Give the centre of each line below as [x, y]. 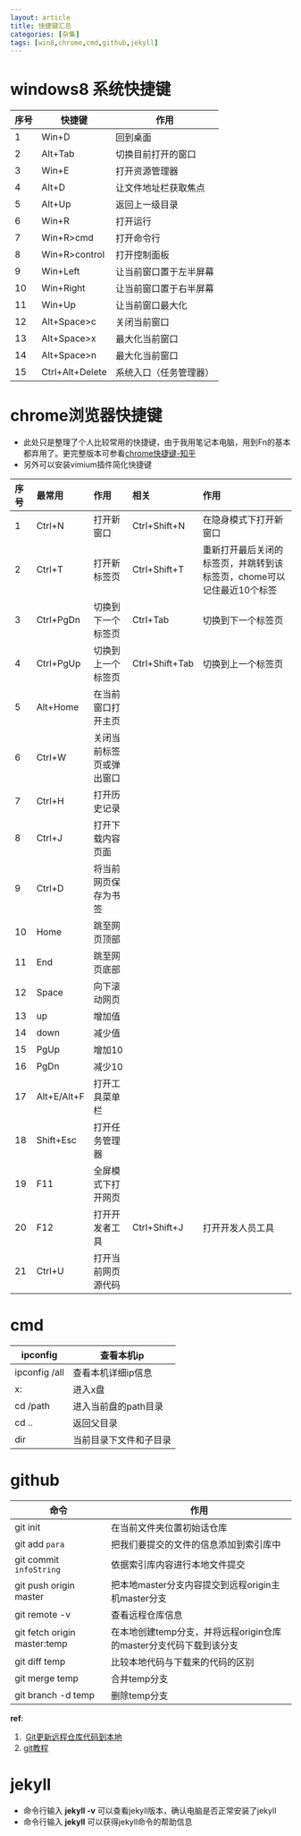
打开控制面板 [142, 255]
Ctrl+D [50, 889]
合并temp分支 [140, 1679]
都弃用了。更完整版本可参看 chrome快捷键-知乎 [109, 454]
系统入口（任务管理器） [165, 372]
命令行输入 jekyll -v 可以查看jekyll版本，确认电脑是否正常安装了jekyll [150, 1810]
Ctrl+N [50, 526]
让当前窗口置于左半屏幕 [165, 272]
